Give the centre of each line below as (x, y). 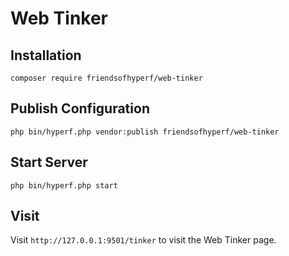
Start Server (49, 162)
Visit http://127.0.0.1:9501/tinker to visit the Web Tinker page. (143, 240)
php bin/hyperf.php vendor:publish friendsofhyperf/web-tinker (145, 132)
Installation (46, 55)
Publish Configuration (80, 108)
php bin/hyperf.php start (64, 185)
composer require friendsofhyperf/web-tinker (106, 78)
